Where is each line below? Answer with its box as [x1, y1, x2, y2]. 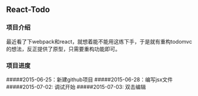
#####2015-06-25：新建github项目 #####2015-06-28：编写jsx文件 [6, 76, 173, 83]
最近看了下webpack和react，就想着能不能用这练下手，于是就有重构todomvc [6, 38, 193, 45]
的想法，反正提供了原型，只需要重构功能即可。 [6, 45, 120, 52]
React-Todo [6, 5, 50, 15]
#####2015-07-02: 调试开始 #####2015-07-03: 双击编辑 [6, 83, 146, 90]
